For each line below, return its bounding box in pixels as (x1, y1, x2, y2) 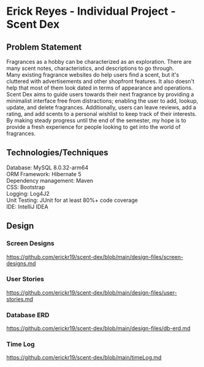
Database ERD (6, 311, 50, 319)
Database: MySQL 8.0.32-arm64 (6, 164, 89, 171)
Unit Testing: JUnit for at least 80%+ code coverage (6, 196, 138, 204)
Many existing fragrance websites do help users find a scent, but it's (6, 71, 179, 78)
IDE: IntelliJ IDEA (6, 203, 48, 210)
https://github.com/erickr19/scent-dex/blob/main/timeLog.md (6, 354, 162, 361)
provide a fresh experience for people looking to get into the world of (6, 123, 181, 130)
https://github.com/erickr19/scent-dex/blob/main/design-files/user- (6, 288, 178, 296)
